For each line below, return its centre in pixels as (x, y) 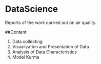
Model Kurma (26, 57)
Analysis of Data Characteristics (44, 52)
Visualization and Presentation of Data (50, 46)
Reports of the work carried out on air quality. (51, 22)
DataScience (31, 9)
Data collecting (27, 41)
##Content (16, 32)
